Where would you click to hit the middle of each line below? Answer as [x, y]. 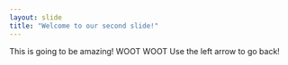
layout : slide [36, 17]
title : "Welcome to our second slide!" [84, 26]
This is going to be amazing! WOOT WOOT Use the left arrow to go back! [145, 51]
